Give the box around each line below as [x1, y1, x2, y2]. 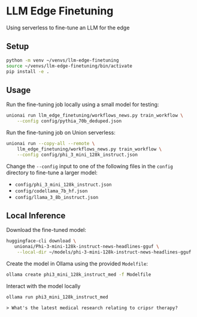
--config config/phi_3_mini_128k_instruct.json [17, 152, 138, 158]
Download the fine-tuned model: [6, 227, 87, 234]
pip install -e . [6, 68, 50, 74]
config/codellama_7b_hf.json [14, 188, 88, 194]
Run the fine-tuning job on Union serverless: [6, 129, 116, 136]
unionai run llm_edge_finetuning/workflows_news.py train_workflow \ [6, 113, 184, 119]
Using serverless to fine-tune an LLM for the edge [6, 24, 130, 31]
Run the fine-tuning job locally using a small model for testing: [6, 101, 159, 108]
